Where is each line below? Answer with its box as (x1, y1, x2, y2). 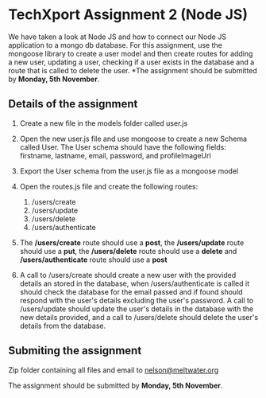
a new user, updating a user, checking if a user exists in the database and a (8, 57, 255, 67)
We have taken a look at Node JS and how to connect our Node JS (8, 32, 226, 41)
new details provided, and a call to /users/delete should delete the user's (19, 312, 259, 322)
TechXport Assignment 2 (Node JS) (8, 6, 249, 24)
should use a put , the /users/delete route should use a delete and (19, 246, 237, 256)
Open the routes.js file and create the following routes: (19, 181, 199, 191)
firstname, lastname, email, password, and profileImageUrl (19, 150, 212, 160)
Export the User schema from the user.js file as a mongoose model (19, 166, 239, 176)
